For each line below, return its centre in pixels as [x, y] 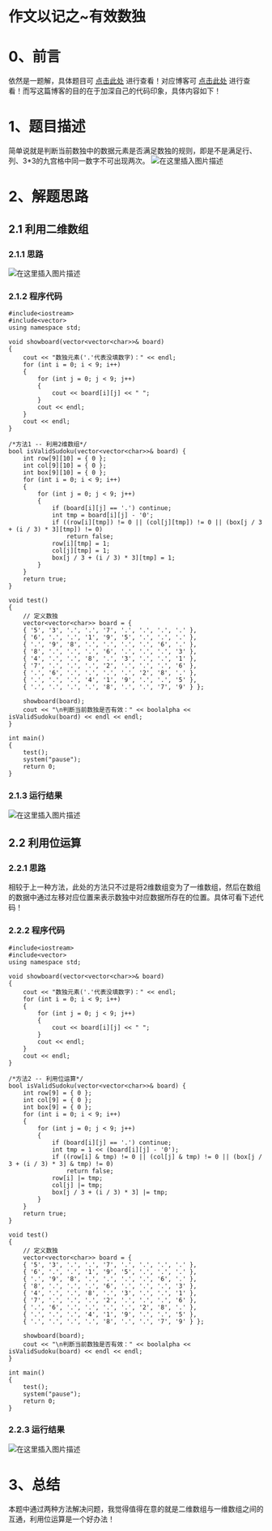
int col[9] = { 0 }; [57, 1100]
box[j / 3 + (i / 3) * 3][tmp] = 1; [113, 558]
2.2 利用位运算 [45, 843]
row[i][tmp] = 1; [81, 544]
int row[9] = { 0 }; [57, 1093]
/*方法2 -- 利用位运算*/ [46, 1079]
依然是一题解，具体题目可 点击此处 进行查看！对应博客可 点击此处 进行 [126, 81]
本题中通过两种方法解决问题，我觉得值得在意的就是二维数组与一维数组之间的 [136, 1508]
